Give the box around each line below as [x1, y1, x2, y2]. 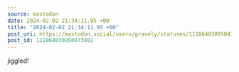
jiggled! [7, 56, 30, 65]
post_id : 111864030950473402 [7, 37, 94, 44]
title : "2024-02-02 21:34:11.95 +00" [7, 24, 119, 31]
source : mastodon [7, 10, 59, 18]
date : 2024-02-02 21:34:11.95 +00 [7, 17, 110, 24]
